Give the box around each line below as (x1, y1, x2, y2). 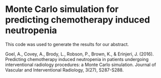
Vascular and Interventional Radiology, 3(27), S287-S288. (5, 66, 124, 73)
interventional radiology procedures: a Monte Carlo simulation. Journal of (5, 61, 156, 67)
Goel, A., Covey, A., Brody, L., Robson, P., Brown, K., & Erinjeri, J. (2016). (5, 51, 154, 57)
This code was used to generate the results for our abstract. (5, 41, 129, 47)
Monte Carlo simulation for (5, 3, 119, 15)
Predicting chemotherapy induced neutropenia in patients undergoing (5, 56, 149, 62)
